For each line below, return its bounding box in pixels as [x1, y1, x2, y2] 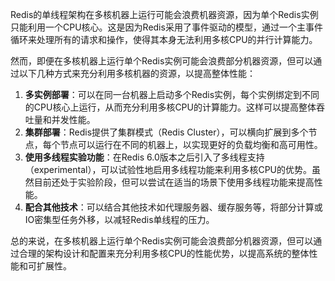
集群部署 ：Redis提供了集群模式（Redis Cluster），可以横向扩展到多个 [24, 126, 309, 138]
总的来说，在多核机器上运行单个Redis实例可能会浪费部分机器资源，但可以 [10, 235, 314, 247]
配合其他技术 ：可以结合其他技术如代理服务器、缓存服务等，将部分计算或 [24, 201, 323, 213]
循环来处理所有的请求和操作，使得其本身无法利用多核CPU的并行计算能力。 [10, 34, 318, 45]
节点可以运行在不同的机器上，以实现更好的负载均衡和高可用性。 [59, 139, 323, 150]
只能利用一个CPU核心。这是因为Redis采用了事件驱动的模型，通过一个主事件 [10, 21, 323, 33]
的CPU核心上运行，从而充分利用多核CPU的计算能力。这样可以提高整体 [24, 101, 317, 113]
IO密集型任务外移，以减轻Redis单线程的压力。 [24, 214, 215, 225]
